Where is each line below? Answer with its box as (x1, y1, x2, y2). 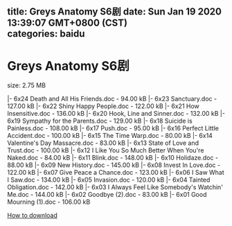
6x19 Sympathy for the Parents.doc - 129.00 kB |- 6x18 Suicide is (7, 116, 193, 125)
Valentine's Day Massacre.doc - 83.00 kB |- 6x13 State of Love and (7, 139, 199, 147)
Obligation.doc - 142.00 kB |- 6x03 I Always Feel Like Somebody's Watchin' (7, 183, 224, 191)
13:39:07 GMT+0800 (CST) (7, 17, 128, 29)
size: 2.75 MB (7, 81, 46, 89)
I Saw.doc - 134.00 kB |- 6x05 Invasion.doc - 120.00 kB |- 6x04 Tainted (7, 175, 211, 184)
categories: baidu (7, 28, 85, 40)
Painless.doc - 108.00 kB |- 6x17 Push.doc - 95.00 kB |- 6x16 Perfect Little (7, 124, 220, 132)
